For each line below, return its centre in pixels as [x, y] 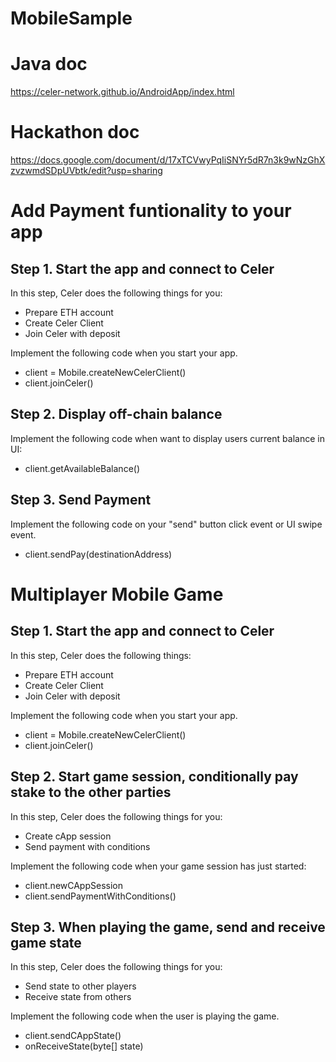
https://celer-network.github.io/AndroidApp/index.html [122, 92]
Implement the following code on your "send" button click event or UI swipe [166, 524]
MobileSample [71, 18]
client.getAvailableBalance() [82, 468]
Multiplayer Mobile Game [117, 594]
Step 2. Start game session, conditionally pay [154, 777]
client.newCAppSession [73, 885]
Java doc [49, 64]
